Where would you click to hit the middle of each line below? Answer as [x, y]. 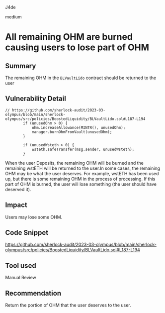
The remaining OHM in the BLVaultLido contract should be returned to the [81, 78]
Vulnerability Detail [36, 99]
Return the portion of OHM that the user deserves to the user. [68, 305]
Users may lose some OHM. [34, 217]
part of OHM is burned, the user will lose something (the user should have [81, 184]
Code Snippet [27, 233]
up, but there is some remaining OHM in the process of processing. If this [80, 179]
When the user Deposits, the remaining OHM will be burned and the [75, 163]
